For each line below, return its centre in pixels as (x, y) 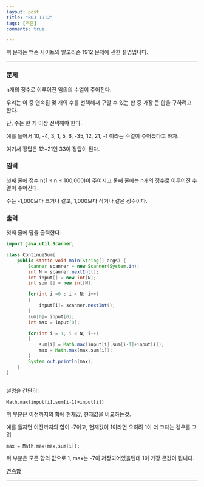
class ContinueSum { (31, 255)
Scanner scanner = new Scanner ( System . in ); (84, 266)
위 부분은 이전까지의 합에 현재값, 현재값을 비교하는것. (69, 414)
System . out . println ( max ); (61, 361)
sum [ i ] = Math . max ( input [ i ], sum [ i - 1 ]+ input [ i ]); (101, 345)
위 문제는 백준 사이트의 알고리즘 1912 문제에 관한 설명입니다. (77, 52)
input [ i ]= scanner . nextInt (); (77, 305)
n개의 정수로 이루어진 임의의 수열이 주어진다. (59, 89)
